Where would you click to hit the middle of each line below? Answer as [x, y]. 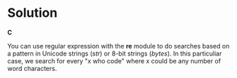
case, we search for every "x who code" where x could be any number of [114, 60]
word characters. [32, 68]
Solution [33, 13]
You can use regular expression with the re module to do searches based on [118, 46]
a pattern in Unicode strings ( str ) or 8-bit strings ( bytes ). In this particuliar [115, 53]
